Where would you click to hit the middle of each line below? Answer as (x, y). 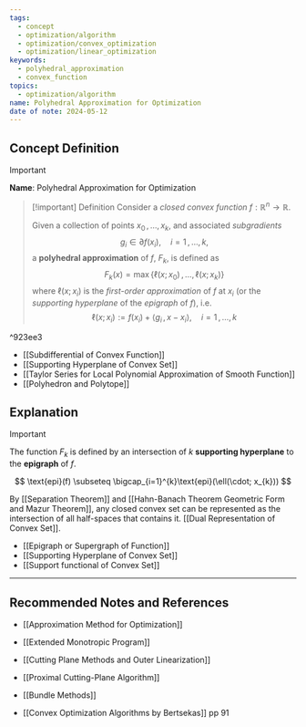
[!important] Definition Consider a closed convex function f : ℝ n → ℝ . (161, 206)
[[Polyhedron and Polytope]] (76, 383)
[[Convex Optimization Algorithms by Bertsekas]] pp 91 (126, 712)
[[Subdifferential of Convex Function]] (94, 354)
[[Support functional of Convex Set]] (91, 566)
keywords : (28, 60)
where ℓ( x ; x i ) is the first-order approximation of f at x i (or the (146, 291)
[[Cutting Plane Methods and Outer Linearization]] (117, 659)
